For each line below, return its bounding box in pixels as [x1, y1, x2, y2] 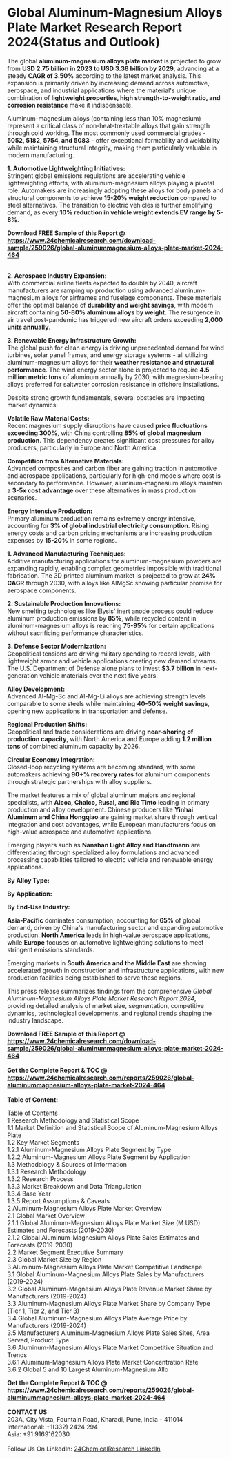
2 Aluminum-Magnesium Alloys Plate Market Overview [7, 1204, 162, 1212]
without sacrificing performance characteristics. [7, 629, 144, 637]
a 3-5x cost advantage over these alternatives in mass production [7, 486, 197, 494]
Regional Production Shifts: [7, 720, 88, 728]
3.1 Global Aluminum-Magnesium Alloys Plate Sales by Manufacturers [7, 1270, 205, 1278]
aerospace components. [7, 586, 77, 594]
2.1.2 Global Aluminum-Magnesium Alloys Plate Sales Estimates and [7, 1233, 200, 1242]
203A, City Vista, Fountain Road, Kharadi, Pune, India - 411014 [7, 1415, 183, 1423]
